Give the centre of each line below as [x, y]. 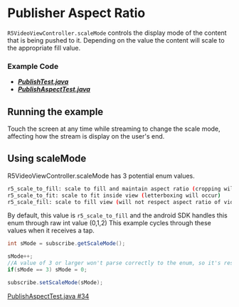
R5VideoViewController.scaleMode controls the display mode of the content [117, 33]
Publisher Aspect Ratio [76, 13]
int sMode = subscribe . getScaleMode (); [67, 244]
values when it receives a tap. [51, 231]
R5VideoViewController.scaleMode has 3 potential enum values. [101, 176]
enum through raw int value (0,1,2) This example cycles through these [109, 223]
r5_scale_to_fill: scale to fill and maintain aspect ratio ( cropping [114, 189]
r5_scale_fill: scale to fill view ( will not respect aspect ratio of [114, 202]
